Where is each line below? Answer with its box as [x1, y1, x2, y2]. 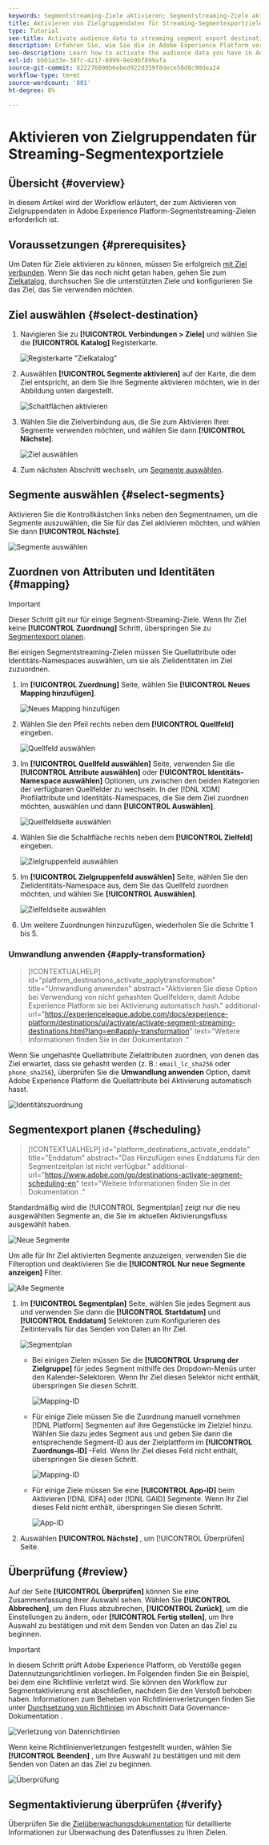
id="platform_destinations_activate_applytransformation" [27, 975, 216, 985]
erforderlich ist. [8, 215, 59, 224]
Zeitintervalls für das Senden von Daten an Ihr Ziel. [19, 1323, 188, 1334]
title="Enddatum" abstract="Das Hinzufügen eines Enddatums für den [27, 1153, 260, 1162]
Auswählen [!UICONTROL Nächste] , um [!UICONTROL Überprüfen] [19, 1533, 245, 1543]
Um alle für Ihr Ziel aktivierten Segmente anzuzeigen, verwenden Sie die [8, 1251, 247, 1260]
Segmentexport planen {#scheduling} [8, 1123, 202, 1137]
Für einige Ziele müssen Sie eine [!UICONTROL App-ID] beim [31, 1485, 235, 1495]
